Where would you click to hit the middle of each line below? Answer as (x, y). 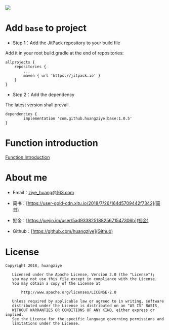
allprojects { (20, 62)
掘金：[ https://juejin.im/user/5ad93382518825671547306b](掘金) (81, 220)
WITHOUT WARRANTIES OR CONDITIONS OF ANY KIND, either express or (83, 310)
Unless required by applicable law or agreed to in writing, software (88, 301)
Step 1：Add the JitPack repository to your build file (66, 43)
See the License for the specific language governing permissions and (88, 319)
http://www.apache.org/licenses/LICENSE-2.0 (69, 292)
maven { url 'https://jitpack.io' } (62, 76)
